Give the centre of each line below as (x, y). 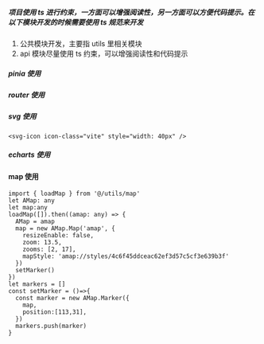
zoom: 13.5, (42, 243)
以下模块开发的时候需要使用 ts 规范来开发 (76, 22)
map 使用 (24, 176)
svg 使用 (23, 116)
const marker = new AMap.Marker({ (72, 299)
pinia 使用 (25, 73)
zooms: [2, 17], (50, 250)
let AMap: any (32, 201)
